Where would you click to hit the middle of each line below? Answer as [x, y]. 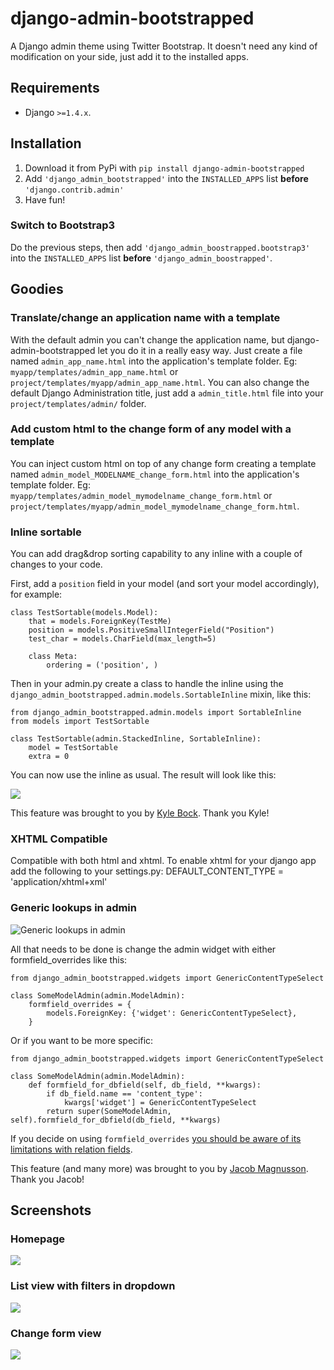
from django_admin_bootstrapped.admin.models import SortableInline [156, 713]
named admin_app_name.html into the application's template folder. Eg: [154, 361]
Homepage [37, 1239]
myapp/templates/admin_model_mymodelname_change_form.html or [141, 495]
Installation [46, 143]
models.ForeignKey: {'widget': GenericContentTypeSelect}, [172, 1013]
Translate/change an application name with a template [145, 318]
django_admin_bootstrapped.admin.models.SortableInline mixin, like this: [161, 694]
